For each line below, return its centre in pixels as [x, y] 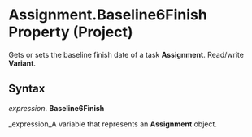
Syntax [27, 89]
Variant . [22, 63]
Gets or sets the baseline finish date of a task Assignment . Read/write [126, 54]
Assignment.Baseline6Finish [108, 15]
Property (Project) [71, 32]
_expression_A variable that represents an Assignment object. [113, 124]
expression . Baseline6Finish [56, 108]
